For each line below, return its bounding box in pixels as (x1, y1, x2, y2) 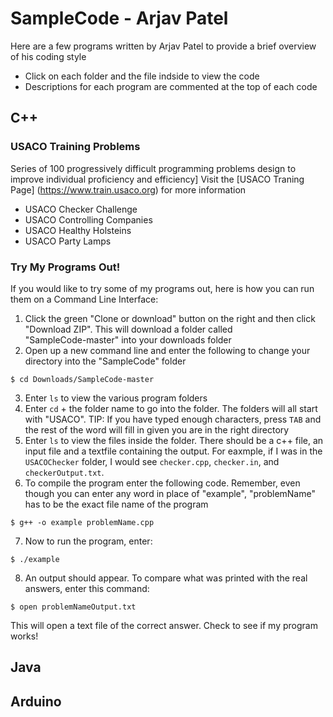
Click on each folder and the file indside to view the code (24, 70, 260, 82)
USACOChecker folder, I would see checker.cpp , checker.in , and (24, 455, 280, 467)
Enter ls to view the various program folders (24, 392, 208, 404)
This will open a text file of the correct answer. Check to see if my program (10, 619, 318, 631)
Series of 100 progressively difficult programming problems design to (10, 162, 297, 174)
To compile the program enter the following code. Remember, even (24, 477, 301, 489)
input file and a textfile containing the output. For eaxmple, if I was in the (24, 445, 323, 457)
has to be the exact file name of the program (24, 498, 209, 510)
